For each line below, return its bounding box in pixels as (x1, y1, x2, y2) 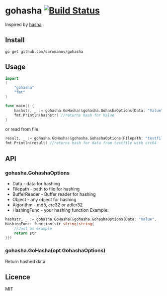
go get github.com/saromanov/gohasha (5, 49, 83, 54)
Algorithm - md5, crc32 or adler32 (12, 202, 83, 208)
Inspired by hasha (5, 21, 42, 27)
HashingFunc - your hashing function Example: (12, 207, 109, 213)
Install (5, 36, 25, 44)
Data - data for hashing (12, 180, 60, 186)
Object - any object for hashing (12, 196, 77, 202)
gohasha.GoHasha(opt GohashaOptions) (5, 247, 106, 254)
